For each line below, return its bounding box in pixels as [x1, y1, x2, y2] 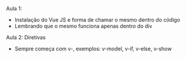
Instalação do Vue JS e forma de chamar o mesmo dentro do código [14, 16, 181, 23]
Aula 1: [6, 5, 22, 12]
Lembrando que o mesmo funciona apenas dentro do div [14, 23, 153, 29]
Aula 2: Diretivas [6, 34, 46, 40]
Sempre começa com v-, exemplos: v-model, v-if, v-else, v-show [14, 45, 172, 52]
